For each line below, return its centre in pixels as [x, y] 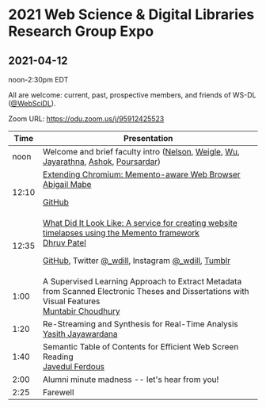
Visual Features [71, 301]
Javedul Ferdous [74, 366]
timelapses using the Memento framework [121, 233]
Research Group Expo [81, 31]
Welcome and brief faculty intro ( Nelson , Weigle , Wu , [141, 152]
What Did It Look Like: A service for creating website [140, 223]
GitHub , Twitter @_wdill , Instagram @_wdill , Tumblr [137, 261]
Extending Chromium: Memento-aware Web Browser [141, 174]
